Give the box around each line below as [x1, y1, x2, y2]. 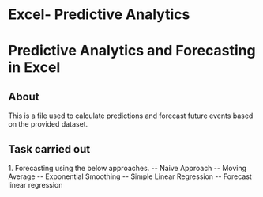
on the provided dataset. [8, 119, 88, 129]
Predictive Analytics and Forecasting [8, 42, 256, 60]
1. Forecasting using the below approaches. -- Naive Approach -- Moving [8, 164, 247, 172]
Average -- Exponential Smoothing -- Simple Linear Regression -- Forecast [8, 172, 253, 181]
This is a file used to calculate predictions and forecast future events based [8, 111, 254, 120]
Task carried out [8, 142, 91, 156]
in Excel [8, 59, 61, 77]
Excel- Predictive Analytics [8, 6, 190, 24]
